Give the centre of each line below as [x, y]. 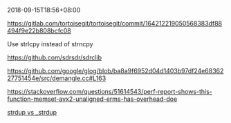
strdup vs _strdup [32, 112]
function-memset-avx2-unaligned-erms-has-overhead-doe [92, 99]
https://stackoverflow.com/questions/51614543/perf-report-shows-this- [110, 92]
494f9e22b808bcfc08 [39, 31]
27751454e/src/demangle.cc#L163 [57, 78]
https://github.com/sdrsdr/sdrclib [55, 57]
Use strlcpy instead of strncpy [50, 44]
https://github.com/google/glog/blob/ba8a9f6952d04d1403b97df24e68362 [115, 71]
